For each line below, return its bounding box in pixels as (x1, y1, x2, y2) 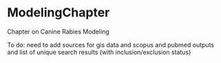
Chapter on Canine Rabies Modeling (7, 27, 110, 36)
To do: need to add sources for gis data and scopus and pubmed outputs (7, 40, 215, 49)
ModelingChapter (7, 5, 110, 21)
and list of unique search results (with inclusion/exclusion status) (7, 48, 191, 56)
